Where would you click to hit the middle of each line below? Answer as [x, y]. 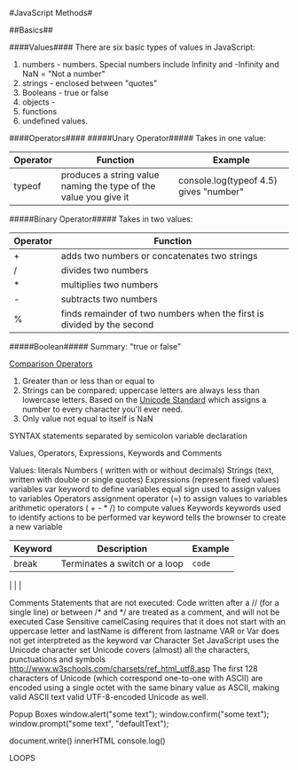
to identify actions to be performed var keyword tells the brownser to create [148, 517]
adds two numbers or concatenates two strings [159, 256]
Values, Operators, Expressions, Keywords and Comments [116, 453]
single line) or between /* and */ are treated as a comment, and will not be [145, 612]
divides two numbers [105, 270]
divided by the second [107, 325]
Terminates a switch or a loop [122, 564]
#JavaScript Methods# [51, 13]
